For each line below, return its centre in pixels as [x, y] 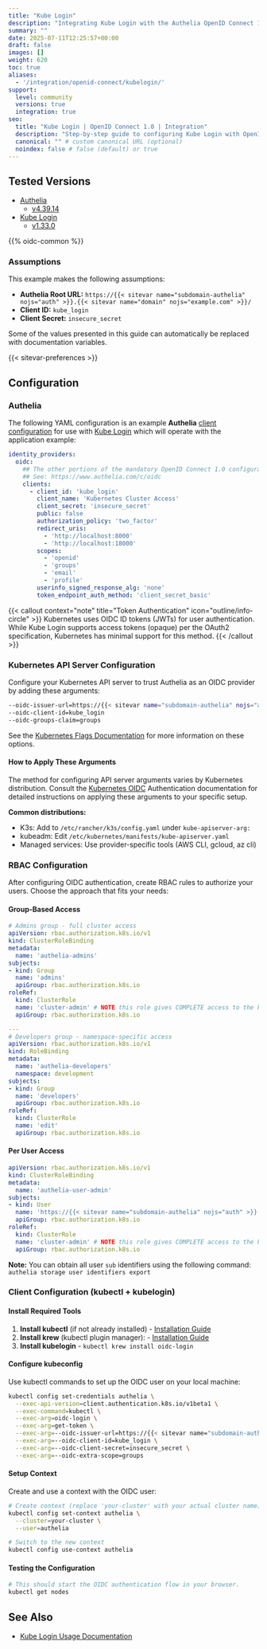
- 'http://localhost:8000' [88, 536]
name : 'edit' [37, 1126]
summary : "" [28, 30]
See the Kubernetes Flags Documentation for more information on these [126, 735]
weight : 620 [28, 61]
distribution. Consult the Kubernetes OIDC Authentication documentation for [133, 788]
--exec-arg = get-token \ [54, 1426]
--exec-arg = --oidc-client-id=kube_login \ [87, 1441]
